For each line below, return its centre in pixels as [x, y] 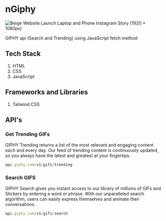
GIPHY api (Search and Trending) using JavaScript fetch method [72, 38]
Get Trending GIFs [27, 134]
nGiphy [20, 9]
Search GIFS [20, 177]
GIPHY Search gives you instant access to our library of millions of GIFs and [83, 188]
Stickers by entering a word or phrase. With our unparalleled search [75, 194]
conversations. [20, 204]
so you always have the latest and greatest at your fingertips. [68, 155]
